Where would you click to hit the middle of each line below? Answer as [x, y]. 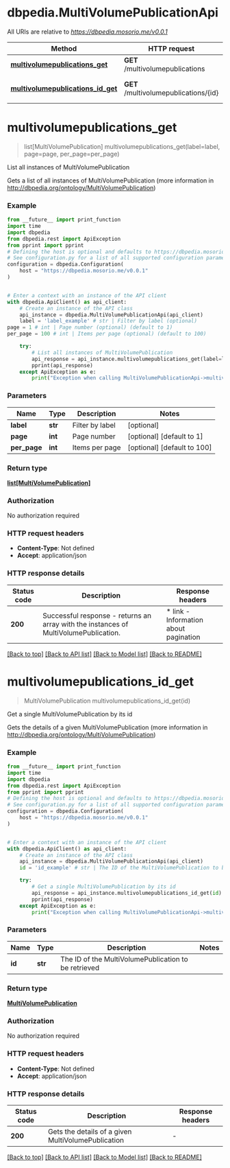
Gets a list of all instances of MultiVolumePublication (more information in [111, 180]
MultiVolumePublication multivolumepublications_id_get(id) [107, 701]
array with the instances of [86, 624]
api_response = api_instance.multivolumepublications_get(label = [127, 359]
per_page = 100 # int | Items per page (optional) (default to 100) [107, 334]
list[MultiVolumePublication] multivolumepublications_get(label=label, [122, 146]
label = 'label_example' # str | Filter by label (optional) [108, 321]
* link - [178, 611]
